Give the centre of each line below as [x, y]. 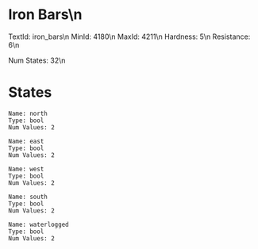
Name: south [28, 197]
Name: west [26, 169]
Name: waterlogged [39, 224]
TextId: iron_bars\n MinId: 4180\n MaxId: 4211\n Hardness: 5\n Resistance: [129, 36]
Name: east [26, 141]
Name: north [28, 113]
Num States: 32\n [37, 60]
